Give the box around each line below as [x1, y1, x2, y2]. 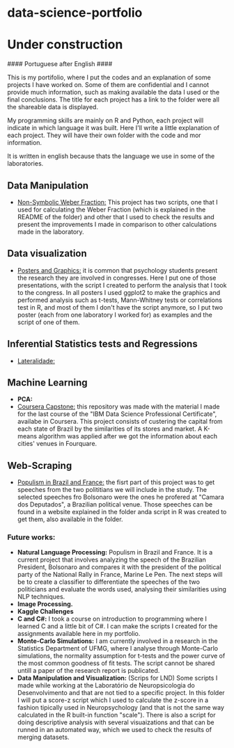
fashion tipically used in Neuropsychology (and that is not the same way [17, 703, 225, 712]
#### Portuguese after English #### [7, 60, 113, 68]
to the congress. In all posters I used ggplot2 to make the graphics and [17, 288, 221, 296]
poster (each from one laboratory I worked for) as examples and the [17, 310, 212, 319]
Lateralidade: [17, 356, 56, 365]
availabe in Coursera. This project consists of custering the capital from [17, 417, 223, 426]
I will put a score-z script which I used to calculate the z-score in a [17, 696, 209, 704]
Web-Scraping [7, 459, 72, 471]
